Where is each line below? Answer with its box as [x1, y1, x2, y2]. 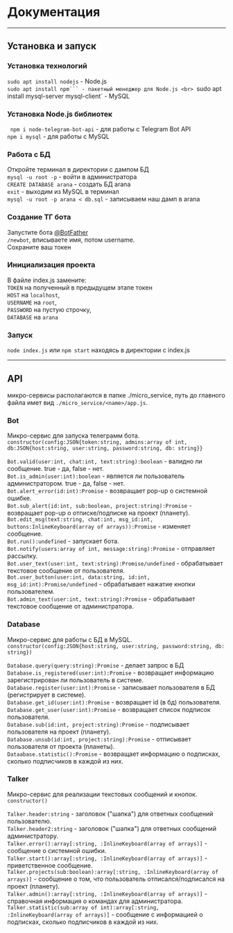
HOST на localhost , [7, 290, 60, 299]
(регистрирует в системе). [7, 691, 87, 699]
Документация [7, 4, 101, 20]
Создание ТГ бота [7, 213, 71, 222]
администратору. [7, 832, 59, 840]
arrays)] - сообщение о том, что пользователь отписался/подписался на [7, 875, 225, 883]
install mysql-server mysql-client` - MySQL [7, 92, 130, 100]
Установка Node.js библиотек [7, 109, 113, 119]
